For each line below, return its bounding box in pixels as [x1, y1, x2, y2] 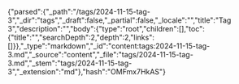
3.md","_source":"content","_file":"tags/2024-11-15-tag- [7, 50, 194, 59]
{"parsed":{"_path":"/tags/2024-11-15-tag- [7, 7, 151, 16]
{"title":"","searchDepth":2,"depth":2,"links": [7, 32, 155, 42]
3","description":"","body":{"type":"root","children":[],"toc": [7, 24, 205, 33]
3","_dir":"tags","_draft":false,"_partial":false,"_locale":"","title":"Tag [7, 15, 232, 25]
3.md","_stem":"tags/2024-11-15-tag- [7, 58, 133, 68]
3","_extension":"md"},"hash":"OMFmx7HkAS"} [7, 67, 166, 76]
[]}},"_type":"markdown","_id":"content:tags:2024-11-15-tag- [7, 41, 211, 51]
